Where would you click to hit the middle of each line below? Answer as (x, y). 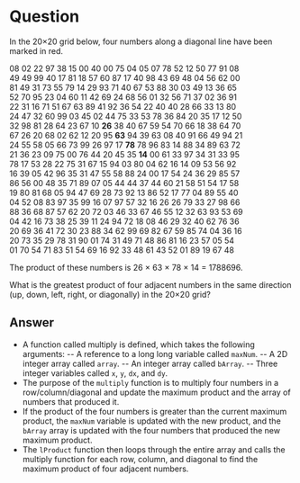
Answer (32, 322)
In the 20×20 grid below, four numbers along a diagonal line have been (141, 41)
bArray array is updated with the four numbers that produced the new (151, 430)
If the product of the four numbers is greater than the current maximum (155, 411)
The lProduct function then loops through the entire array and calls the (154, 449)
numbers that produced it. (71, 401)
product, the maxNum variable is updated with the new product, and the (151, 421)
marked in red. (36, 50)
